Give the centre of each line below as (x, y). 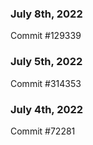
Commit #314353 (46, 83)
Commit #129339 (46, 36)
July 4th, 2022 (47, 109)
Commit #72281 (43, 131)
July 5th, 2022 (46, 62)
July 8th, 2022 (46, 14)
